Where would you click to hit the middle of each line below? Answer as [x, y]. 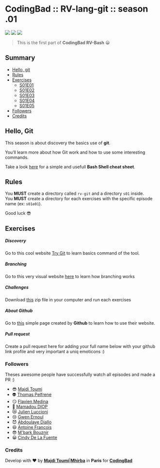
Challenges [17, 287]
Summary [20, 58]
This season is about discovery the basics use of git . [58, 143]
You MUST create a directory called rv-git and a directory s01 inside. [75, 194]
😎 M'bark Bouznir [30, 432]
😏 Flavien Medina [30, 401]
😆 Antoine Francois [32, 427]
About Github [19, 311]
